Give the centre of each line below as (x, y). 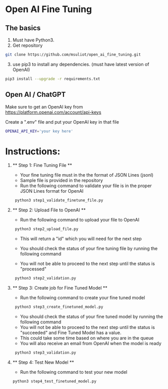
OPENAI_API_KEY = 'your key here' (39, 131)
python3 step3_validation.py (46, 352)
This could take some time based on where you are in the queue (87, 338)
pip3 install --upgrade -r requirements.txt (53, 79)
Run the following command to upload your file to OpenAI (80, 220)
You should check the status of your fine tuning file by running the (89, 249)
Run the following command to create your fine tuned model (82, 298)
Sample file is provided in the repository (62, 181)
